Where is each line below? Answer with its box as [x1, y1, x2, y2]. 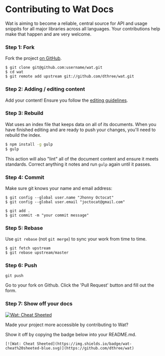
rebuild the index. [5, 132, 42, 138]
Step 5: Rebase [5, 224, 43, 231]
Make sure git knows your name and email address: [5, 185, 113, 191]
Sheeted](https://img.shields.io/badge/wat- [37, 341, 132, 346]
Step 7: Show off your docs [5, 300, 73, 307]
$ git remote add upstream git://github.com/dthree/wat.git [5, 74, 135, 79]
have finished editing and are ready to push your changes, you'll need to [5, 127, 156, 133]
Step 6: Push [5, 262, 37, 269]
